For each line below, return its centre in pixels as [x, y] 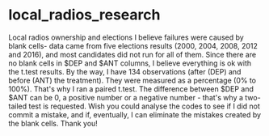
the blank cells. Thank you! [53, 123]
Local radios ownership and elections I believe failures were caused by [126, 37]
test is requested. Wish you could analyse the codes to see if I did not [144, 106]
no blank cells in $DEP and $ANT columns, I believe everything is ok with [130, 63]
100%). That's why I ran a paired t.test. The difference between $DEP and [131, 89]
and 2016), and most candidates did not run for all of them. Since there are [132, 54]
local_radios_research [84, 15]
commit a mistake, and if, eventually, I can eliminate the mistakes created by [134, 114]
